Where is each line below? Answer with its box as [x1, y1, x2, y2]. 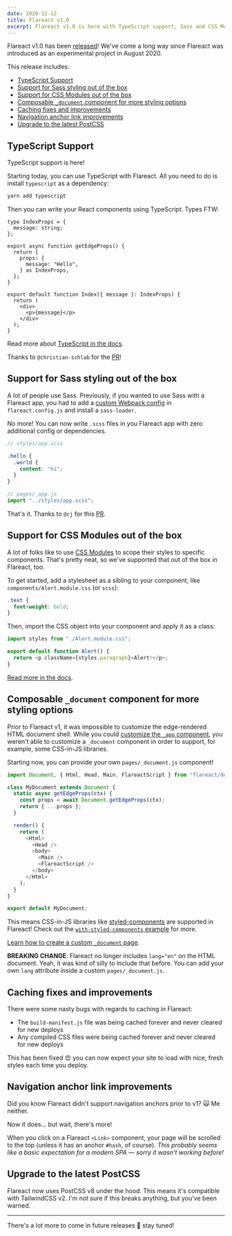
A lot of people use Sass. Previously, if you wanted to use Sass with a [7, 391, 205, 400]
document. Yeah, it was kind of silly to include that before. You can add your [7, 959, 224, 968]
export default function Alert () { [7, 648, 110, 655]
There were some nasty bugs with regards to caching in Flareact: [7, 1005, 193, 1013]
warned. [7, 1201, 31, 1210]
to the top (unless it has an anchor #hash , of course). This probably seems [7, 1141, 217, 1149]
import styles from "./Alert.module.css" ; [7, 635, 131, 643]
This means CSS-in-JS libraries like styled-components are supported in [7, 917, 214, 926]
